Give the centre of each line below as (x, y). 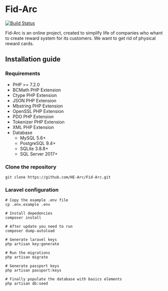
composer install (23, 218)
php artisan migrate (27, 257)
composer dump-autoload (30, 231)
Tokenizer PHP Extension (39, 122)
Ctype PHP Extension (35, 95)
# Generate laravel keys (31, 240)
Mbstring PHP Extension (38, 106)
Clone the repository (31, 167)
